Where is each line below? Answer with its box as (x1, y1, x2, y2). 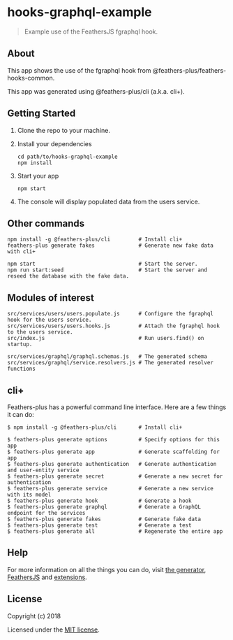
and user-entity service (7, 467, 80, 474)
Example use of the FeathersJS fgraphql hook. (24, 27, 158, 36)
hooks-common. (7, 73, 55, 82)
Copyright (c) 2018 (7, 611, 61, 620)
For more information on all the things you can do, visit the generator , (7, 565, 206, 574)
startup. (7, 341, 33, 348)
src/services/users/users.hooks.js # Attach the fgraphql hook (7, 322, 220, 329)
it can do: (7, 411, 35, 418)
